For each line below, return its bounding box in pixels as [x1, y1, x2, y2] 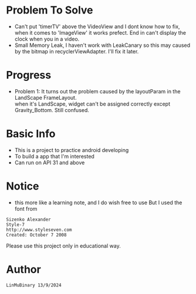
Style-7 [6, 221, 25, 228]
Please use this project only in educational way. [6, 242, 121, 249]
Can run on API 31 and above [14, 159, 85, 166]
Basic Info [6, 127, 56, 141]
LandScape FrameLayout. [14, 94, 77, 101]
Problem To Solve [6, 4, 93, 17]
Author [6, 262, 41, 276]
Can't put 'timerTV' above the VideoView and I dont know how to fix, [14, 23, 180, 30]
